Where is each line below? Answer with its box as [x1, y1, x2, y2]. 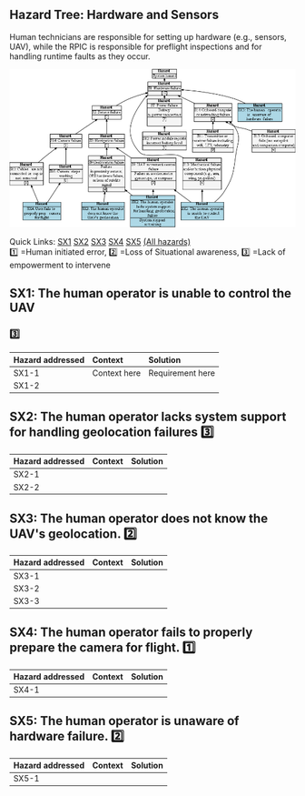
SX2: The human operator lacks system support [9, 409, 287, 425]
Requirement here [148, 368, 216, 378]
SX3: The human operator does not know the [9, 510, 269, 526]
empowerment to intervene [9, 259, 111, 270]
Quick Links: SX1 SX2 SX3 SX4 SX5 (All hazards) [9, 236, 192, 247]
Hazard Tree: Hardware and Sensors [9, 7, 220, 23]
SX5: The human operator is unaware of [9, 713, 240, 729]
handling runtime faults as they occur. [9, 50, 152, 62]
